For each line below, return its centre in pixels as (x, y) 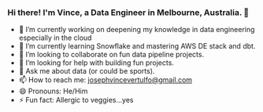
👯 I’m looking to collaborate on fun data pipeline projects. (111, 55)
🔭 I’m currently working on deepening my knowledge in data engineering (137, 30)
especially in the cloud (55, 38)
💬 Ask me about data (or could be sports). (87, 71)
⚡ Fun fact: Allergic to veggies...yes (76, 100)
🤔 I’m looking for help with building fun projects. (96, 63)
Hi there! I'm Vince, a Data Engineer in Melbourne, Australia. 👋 (128, 13)
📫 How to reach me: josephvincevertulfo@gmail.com (106, 80)
